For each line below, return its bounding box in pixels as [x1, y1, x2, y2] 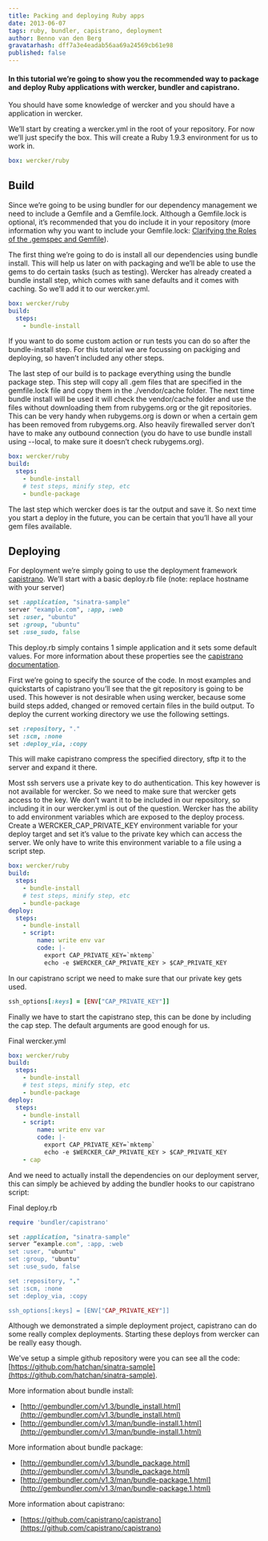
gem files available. [8, 521, 72, 531]
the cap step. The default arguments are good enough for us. [8, 1020, 210, 1030]
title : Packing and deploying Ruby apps [8, 11, 146, 20]
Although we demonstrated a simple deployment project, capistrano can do [8, 1321, 258, 1331]
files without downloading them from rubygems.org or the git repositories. [8, 402, 252, 413]
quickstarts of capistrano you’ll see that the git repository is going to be [8, 683, 244, 694]
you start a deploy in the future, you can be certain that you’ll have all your [8, 512, 254, 522]
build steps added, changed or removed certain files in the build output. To [8, 701, 254, 710]
